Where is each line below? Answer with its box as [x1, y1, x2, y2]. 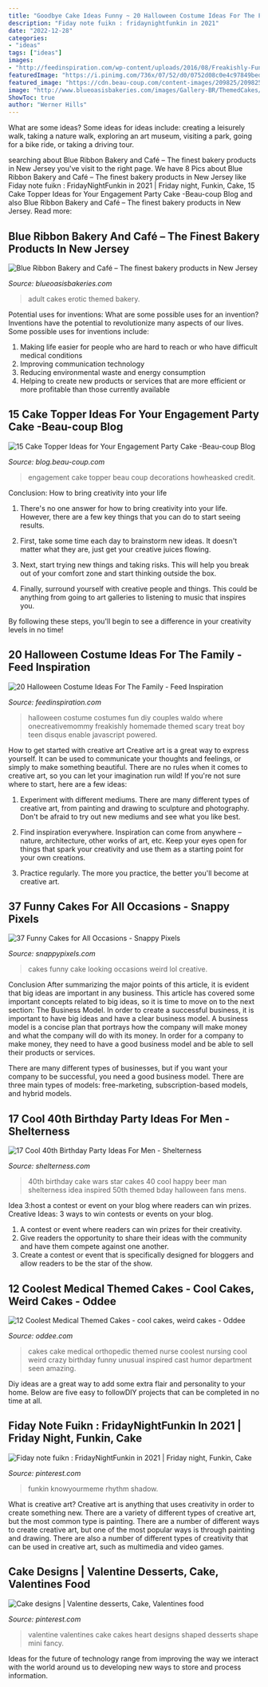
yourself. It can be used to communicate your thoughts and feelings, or [8, 753, 242, 764]
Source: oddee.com [8, 1331, 73, 1340]
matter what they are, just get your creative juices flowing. [19, 544, 211, 554]
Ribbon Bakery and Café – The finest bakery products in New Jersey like [8, 173, 247, 182]
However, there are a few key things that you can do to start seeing [19, 512, 241, 521]
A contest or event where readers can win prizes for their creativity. [19, 1225, 242, 1234]
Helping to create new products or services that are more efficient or [19, 376, 246, 385]
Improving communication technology [19, 359, 145, 369]
